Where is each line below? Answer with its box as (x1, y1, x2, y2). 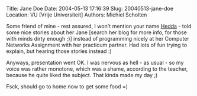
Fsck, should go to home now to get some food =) (6, 83, 128, 90)
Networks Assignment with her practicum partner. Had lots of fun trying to (6, 41, 188, 48)
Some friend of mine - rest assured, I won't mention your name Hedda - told (6, 23, 192, 29)
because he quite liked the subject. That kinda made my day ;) (6, 72, 158, 78)
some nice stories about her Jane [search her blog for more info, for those (6, 29, 188, 36)
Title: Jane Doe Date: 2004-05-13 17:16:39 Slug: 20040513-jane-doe (6, 5, 173, 12)
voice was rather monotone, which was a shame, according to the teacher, (6, 65, 188, 72)
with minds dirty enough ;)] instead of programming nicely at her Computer (6, 35, 189, 42)
